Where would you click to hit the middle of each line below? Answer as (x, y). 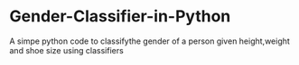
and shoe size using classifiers (66, 50)
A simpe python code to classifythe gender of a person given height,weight (150, 41)
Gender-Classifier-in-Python (120, 16)
